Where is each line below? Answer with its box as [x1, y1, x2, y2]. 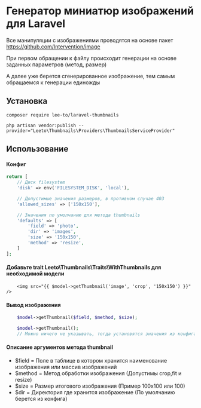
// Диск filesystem [17, 179, 66, 186]
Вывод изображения [6, 301, 61, 308]
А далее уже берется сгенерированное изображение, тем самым [6, 72, 175, 79]
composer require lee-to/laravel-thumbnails [6, 112, 119, 118]
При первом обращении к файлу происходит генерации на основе [6, 54, 177, 62]
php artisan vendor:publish [6, 122, 77, 128]
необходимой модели [6, 270, 65, 277]
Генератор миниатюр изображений [6, 4, 194, 18]
